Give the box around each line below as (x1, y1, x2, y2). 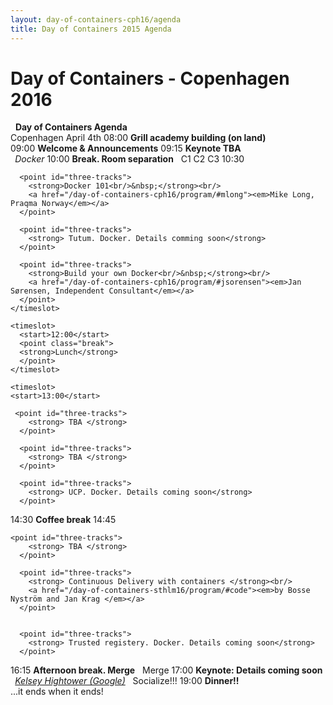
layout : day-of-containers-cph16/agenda (10, 14, 182, 25)
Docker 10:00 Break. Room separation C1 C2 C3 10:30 (14, 153, 245, 165)
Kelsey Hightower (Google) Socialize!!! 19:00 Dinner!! (14, 675, 240, 687)
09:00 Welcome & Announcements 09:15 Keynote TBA (10, 142, 242, 155)
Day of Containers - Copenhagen (10, 67, 290, 90)
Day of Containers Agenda (14, 121, 128, 133)
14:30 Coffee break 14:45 (10, 514, 117, 526)
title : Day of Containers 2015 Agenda (10, 24, 172, 34)
